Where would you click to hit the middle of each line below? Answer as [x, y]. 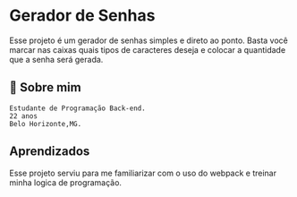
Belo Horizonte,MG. [46, 124]
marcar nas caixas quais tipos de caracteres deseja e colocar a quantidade [148, 49]
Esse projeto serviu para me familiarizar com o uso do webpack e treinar [143, 173]
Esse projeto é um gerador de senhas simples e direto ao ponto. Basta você [149, 40]
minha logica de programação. [66, 182]
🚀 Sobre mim [46, 87]
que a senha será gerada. [56, 59]
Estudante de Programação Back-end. [77, 108]
